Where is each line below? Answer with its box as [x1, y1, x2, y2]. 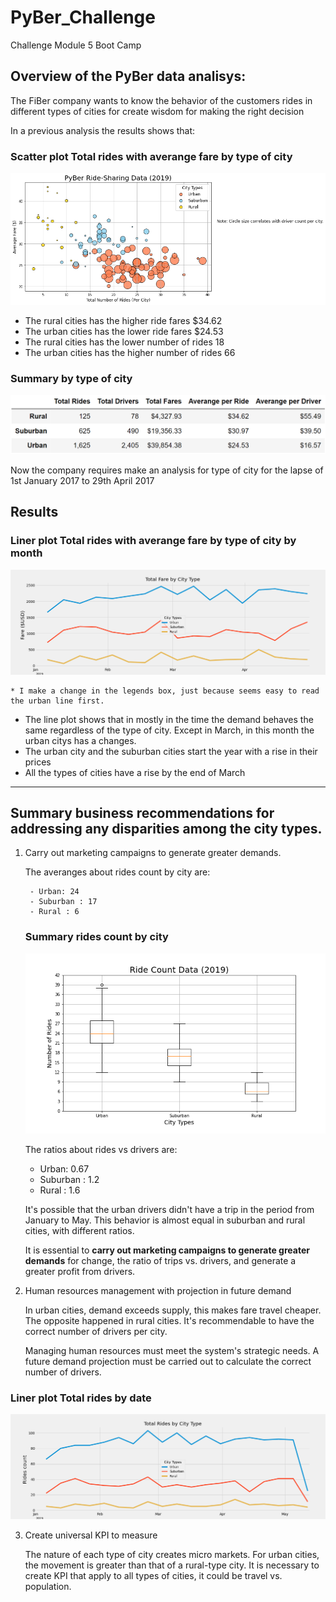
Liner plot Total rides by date [10, 1391, 152, 1405]
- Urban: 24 [29, 887, 80, 897]
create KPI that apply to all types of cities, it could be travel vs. [24, 1569, 283, 1581]
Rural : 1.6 [39, 1184, 81, 1196]
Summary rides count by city [24, 930, 169, 944]
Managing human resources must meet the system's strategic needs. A [24, 1344, 320, 1356]
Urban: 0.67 [39, 1162, 90, 1175]
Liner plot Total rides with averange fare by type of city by [10, 534, 297, 548]
